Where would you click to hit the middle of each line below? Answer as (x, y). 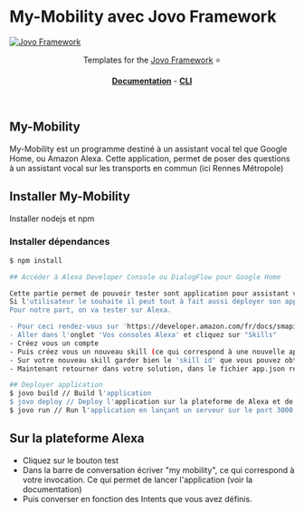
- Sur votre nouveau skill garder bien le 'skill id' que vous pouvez (145, 360)
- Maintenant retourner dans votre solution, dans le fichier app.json (147, 369)
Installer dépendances (60, 242)
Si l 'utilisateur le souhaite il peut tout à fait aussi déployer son (145, 302)
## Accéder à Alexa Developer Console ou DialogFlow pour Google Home (145, 277)
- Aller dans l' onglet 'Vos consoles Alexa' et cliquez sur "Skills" (143, 335)
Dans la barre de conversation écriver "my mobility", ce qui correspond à (158, 469)
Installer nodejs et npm (52, 218)
